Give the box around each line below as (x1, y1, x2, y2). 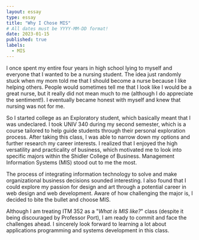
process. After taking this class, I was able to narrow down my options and (6, 133, 191, 140)
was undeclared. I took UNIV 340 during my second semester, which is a (6, 121, 186, 128)
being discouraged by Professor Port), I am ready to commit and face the (6, 214, 187, 221)
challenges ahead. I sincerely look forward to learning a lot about (6, 220, 167, 227)
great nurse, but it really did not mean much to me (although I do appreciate (6, 89, 194, 97)
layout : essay (6, 8, 42, 15)
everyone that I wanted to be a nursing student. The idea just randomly (6, 70, 182, 78)
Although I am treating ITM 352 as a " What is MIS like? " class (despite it (6, 208, 184, 215)
